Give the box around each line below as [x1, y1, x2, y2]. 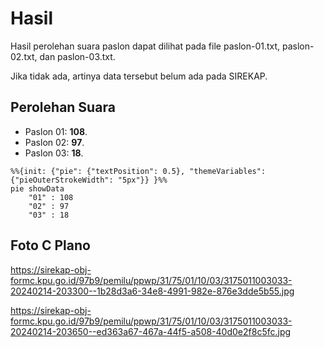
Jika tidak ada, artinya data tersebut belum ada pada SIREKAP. [10, 70, 268, 82]
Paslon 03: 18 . [24, 147, 84, 159]
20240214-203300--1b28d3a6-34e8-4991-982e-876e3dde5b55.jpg [10, 285, 295, 297]
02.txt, [10, 50, 38, 62]
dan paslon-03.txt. [39, 50, 116, 62]
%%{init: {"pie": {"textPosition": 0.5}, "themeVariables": [10, 166, 267, 176]
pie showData [10, 183, 65, 194]
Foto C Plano [10, 237, 91, 254]
